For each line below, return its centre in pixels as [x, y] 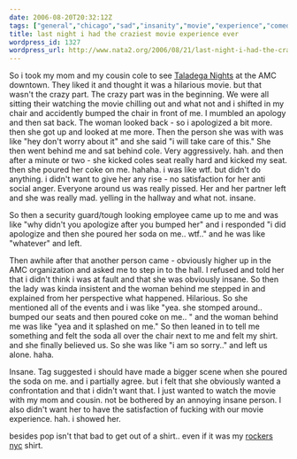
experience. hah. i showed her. [65, 419]
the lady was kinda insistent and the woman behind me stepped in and [137, 289]
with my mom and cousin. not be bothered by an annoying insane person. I [145, 401]
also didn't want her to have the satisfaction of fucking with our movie [136, 409]
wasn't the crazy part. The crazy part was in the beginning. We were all [139, 95]
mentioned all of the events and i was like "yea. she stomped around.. [136, 307]
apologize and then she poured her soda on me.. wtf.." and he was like [137, 234]
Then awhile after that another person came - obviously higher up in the [140, 261]
